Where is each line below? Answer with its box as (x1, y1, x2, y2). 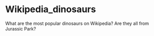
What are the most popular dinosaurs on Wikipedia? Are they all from (5, 20, 149, 26)
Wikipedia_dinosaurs (5, 4, 96, 15)
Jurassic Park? (5, 25, 36, 31)
